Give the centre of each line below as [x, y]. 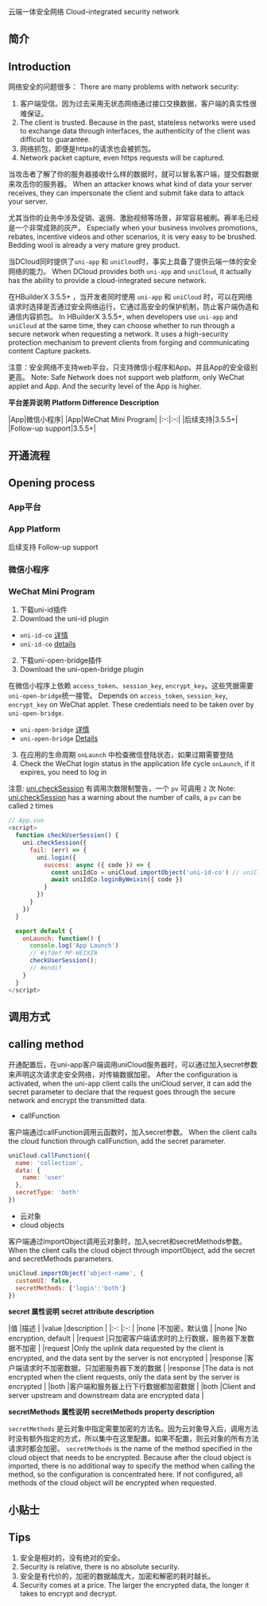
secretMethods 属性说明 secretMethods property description [112, 1412]
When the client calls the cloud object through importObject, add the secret [132, 1250]
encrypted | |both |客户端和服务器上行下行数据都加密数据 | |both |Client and [132, 1387]
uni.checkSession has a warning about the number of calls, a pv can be [125, 798]
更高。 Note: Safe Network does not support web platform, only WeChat [126, 377]
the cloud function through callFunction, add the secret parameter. [117, 1141]
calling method [46, 1045]
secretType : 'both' [48, 1193]
